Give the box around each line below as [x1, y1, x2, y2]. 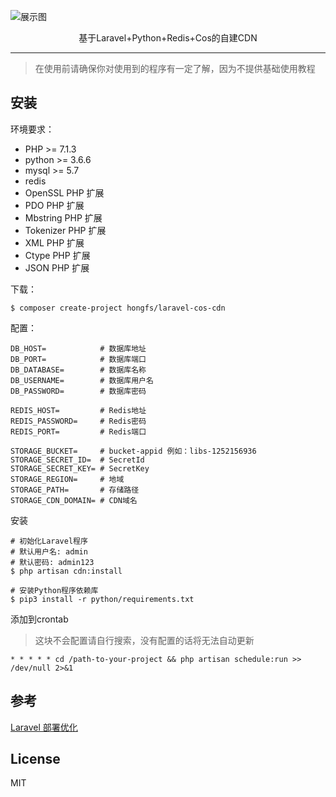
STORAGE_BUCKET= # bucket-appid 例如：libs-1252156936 [10, 446, 257, 456]
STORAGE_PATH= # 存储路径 [10, 485, 140, 495]
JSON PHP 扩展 [24, 261, 90, 274]
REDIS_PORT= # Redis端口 [10, 426, 147, 437]
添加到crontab [10, 613, 69, 625]
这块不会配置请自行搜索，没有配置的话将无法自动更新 [34, 634, 255, 646]
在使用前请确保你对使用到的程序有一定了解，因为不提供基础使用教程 [34, 63, 316, 74]
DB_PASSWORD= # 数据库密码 [10, 386, 147, 396]
